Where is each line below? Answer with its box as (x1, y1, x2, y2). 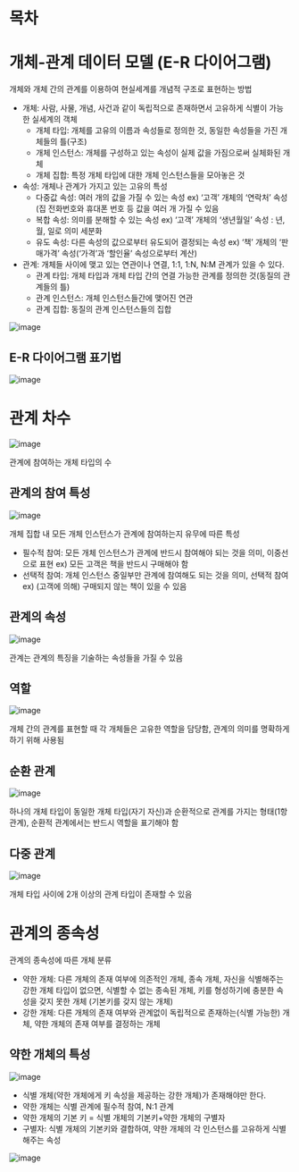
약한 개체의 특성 (9, 1047, 91, 1062)
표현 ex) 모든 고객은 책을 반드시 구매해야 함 (38, 558, 189, 569)
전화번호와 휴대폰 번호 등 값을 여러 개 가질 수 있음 (47, 203, 220, 215)
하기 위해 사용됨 (9, 735, 65, 746)
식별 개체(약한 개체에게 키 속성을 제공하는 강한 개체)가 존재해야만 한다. (21, 1090, 266, 1100)
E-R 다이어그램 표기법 (9, 350, 122, 365)
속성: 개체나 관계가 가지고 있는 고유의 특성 (21, 181, 168, 192)
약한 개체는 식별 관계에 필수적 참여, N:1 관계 (21, 1100, 174, 1111)
